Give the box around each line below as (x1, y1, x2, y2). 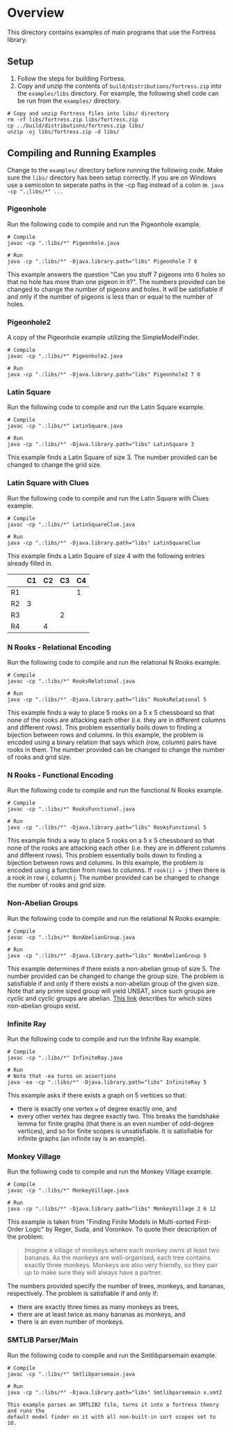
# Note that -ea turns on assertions (7, 1072, 117, 1079)
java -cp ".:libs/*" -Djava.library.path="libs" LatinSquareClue (7, 539, 200, 546)
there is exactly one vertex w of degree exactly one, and (17, 1105, 177, 1113)
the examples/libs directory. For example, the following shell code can (17, 89, 219, 97)
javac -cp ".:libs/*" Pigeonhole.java (7, 239, 120, 246)
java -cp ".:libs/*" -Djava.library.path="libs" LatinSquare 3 (7, 441, 195, 448)
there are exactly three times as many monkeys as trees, (17, 1303, 179, 1311)
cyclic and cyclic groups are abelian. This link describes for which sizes (7, 994, 212, 1003)
